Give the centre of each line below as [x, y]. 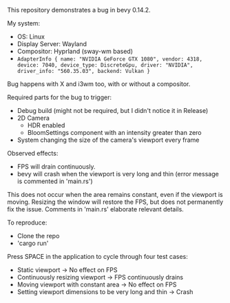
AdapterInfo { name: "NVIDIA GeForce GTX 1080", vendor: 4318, [110, 59]
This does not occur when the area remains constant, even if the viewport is [115, 195]
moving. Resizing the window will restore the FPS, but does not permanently [115, 202]
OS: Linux [31, 36]
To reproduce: [27, 222]
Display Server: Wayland [52, 44]
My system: [24, 23]
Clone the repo [38, 236]
